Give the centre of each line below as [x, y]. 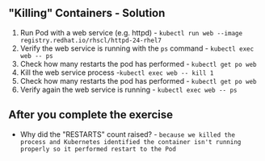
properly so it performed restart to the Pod [98, 149]
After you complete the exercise [91, 115]
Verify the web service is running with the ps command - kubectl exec [137, 48]
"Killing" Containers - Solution [87, 13]
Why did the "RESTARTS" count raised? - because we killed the [128, 134]
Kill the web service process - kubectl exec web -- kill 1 [117, 72]
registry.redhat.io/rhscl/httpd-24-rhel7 [90, 40]
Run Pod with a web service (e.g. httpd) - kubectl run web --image [131, 32]
